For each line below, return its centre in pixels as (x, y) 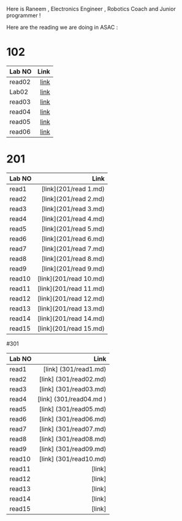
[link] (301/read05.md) (73, 409)
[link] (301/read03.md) (73, 389)
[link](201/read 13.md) (71, 308)
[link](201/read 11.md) (71, 288)
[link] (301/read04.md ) (72, 399)
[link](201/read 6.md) (73, 239)
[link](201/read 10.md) (71, 279)
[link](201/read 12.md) (71, 298)
